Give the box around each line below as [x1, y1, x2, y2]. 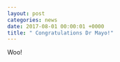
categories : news [7, 17, 58, 23]
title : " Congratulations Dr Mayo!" [7, 29, 114, 37]
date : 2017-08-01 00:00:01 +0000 [7, 23, 105, 30]
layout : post [7, 10, 45, 17]
